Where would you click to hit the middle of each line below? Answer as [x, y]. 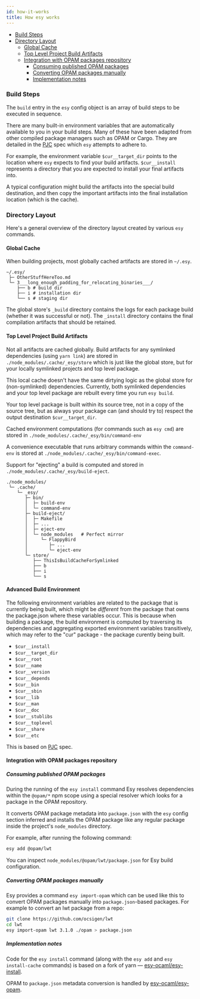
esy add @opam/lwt [29, 849]
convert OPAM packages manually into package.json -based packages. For [98, 902]
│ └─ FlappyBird [50, 539]
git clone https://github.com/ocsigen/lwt [60, 919]
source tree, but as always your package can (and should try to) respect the [100, 411]
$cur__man [27, 704]
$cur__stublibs [34, 716]
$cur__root [28, 659]
